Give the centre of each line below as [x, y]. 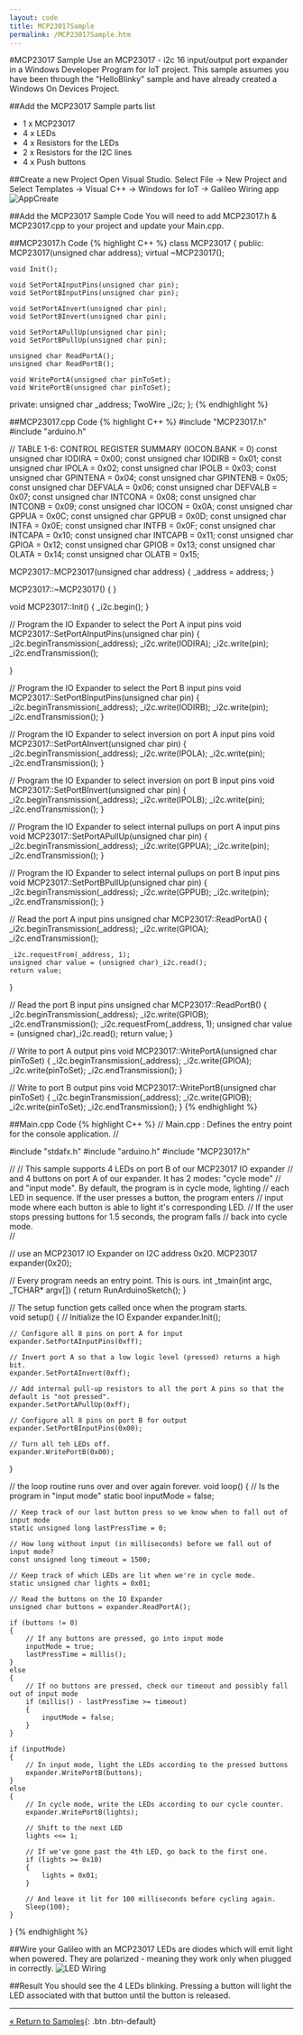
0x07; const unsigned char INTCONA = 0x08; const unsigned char [133, 497]
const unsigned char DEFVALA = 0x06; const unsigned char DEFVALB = [143, 487]
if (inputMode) [38, 1750]
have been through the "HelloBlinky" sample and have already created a [143, 79]
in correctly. [32, 1968]
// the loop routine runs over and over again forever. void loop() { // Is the [144, 1487]
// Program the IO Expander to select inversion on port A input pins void [142, 734]
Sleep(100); [48, 1907]
